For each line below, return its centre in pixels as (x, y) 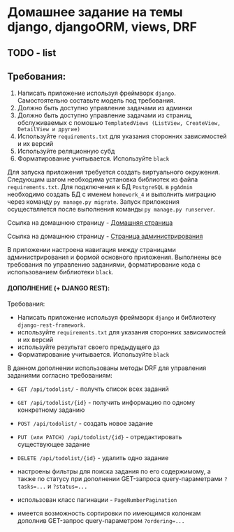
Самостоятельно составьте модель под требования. (96, 101)
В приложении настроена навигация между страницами (92, 250)
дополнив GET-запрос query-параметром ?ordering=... (101, 520)
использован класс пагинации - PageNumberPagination (97, 499)
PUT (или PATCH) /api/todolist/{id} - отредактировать (100, 436)
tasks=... (32, 487)
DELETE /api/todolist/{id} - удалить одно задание (93, 457)
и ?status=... (68, 486)
